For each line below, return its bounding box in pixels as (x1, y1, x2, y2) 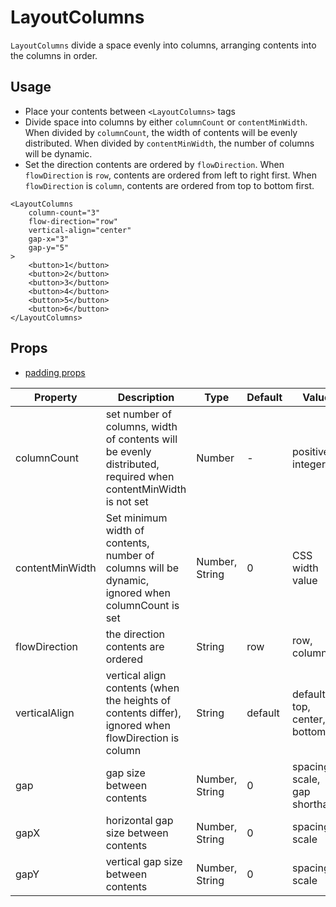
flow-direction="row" (28, 216, 118, 226)
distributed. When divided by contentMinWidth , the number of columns (24, 137, 315, 149)
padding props (24, 366, 86, 378)
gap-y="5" (28, 242, 70, 253)
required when (105, 469, 175, 483)
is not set (105, 494, 149, 508)
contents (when (105, 681, 180, 695)
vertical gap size (105, 854, 183, 868)
